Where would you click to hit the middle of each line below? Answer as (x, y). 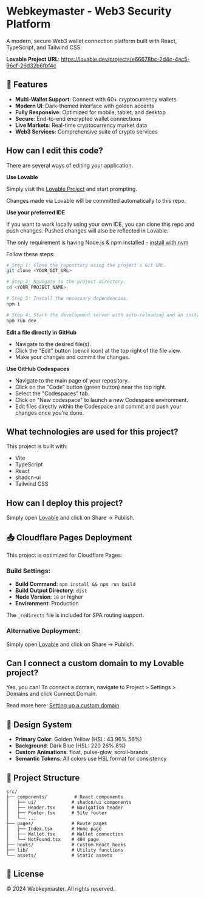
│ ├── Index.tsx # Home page (54, 829)
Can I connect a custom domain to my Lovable (95, 663)
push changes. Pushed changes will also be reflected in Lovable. (87, 230)
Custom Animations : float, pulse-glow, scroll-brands (81, 752)
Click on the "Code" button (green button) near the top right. (91, 387)
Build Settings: (28, 571)
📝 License (25, 874)
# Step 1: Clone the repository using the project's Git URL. (87, 265)
